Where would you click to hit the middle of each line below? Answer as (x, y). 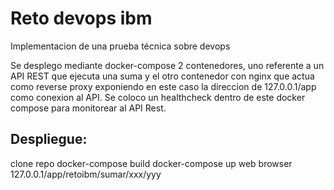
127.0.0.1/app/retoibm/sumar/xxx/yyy (86, 174)
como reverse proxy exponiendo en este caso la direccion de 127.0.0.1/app (163, 86)
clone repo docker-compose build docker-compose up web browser (151, 163)
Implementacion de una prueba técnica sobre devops (120, 46)
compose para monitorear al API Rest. (88, 108)
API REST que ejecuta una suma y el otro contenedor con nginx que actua (162, 76)
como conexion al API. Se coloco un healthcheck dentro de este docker (158, 97)
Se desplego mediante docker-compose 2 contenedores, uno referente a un (167, 65)
